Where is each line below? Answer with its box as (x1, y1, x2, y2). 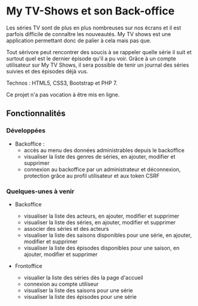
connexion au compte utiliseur (23, 280, 99, 287)
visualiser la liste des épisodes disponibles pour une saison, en (23, 244, 180, 251)
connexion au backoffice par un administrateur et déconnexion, (23, 165, 181, 173)
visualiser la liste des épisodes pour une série (23, 293, 137, 300)
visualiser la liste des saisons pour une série (23, 287, 133, 294)
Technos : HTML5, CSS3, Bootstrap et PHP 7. (6, 79, 118, 87)
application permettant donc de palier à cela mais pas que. (6, 37, 152, 44)
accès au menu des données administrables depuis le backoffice (23, 146, 185, 154)
